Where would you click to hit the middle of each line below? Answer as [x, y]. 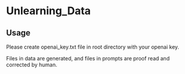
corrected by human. [32, 65]
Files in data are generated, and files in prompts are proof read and [88, 58]
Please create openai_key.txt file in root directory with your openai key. [93, 47]
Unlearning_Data [48, 11]
